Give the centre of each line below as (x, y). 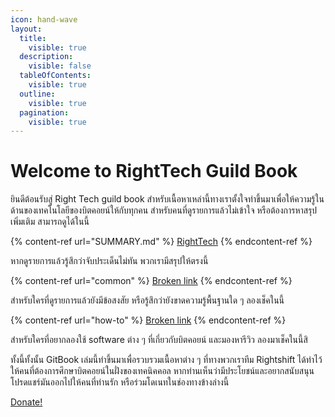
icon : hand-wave (44, 19)
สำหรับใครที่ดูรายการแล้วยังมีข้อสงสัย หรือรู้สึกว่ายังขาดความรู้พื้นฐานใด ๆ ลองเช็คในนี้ (147, 300)
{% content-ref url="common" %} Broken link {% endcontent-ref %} (151, 281)
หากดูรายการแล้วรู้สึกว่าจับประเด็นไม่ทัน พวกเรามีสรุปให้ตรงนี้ (109, 261)
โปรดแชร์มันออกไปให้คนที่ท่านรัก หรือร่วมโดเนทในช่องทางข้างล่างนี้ (120, 382)
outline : (37, 94)
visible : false (60, 66)
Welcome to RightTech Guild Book (154, 171)
